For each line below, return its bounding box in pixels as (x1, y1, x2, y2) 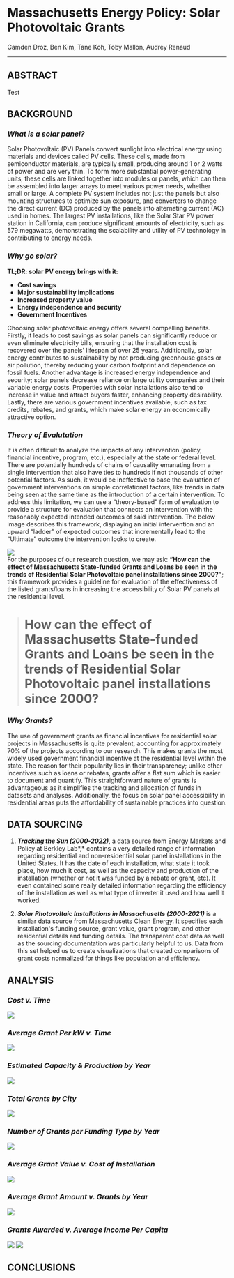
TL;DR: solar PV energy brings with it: (7, 267, 118, 275)
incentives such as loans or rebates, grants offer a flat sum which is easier (7, 768, 221, 777)
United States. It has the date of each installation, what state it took (17, 859, 210, 867)
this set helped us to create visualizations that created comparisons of (17, 947, 219, 955)
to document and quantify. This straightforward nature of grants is (7, 776, 197, 784)
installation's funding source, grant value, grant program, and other (17, 925, 210, 933)
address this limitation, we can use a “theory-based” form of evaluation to (7, 498, 219, 506)
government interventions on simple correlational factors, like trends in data (7, 483, 225, 492)
